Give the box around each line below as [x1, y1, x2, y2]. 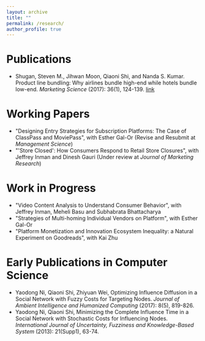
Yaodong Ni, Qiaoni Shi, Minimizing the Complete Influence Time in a [15, 309, 189, 315]
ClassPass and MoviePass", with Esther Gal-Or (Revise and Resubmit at [15, 134, 196, 141]
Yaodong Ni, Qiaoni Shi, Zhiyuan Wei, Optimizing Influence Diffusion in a [15, 289, 198, 296]
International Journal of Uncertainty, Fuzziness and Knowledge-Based [15, 321, 194, 328]
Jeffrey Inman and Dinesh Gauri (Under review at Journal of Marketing [15, 154, 194, 161]
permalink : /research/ [6, 20, 64, 26]
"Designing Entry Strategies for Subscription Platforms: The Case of [15, 127, 187, 135]
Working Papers [6, 107, 90, 121]
